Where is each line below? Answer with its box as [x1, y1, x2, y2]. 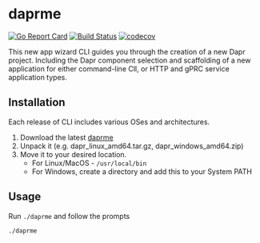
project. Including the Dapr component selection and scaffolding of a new [8, 55, 251, 65]
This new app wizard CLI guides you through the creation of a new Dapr [8, 47, 246, 56]
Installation [8, 95, 66, 109]
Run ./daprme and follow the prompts [8, 211, 130, 221]
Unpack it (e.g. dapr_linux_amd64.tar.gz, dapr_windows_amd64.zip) [19, 141, 244, 151]
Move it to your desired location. [19, 149, 127, 159]
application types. [8, 72, 68, 82]
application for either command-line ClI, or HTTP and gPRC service [8, 63, 230, 73]
